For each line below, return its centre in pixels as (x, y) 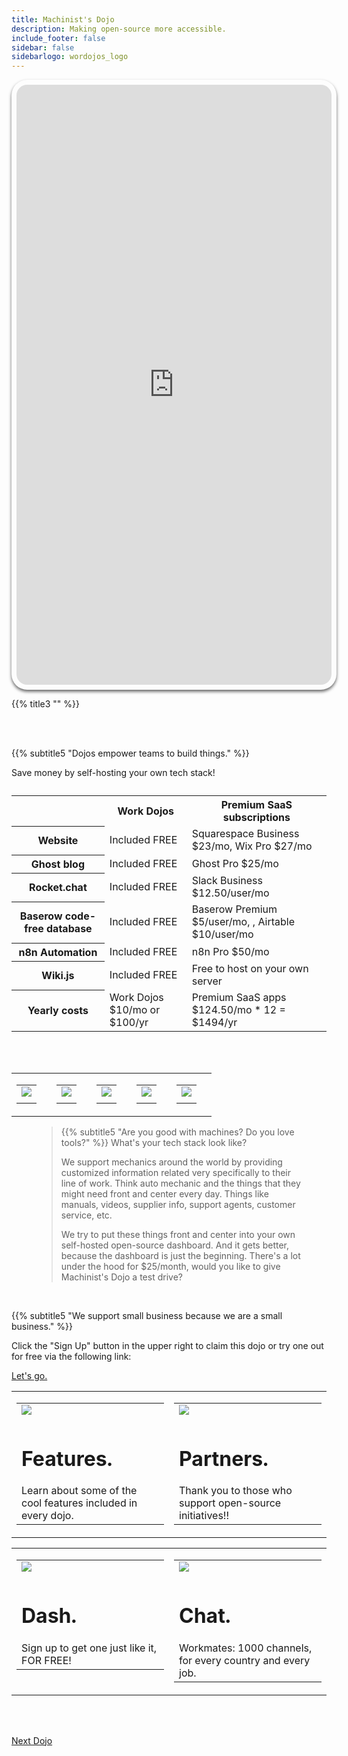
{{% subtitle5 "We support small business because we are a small (147, 1316)
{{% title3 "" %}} (45, 704)
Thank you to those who (236, 1491)
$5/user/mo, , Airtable (243, 922)
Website (58, 841)
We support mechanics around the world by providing (171, 1162)
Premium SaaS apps (239, 998)
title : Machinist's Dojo (63, 19)
